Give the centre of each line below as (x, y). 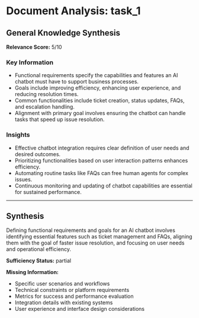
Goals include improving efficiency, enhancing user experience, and (98, 88)
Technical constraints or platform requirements (72, 290)
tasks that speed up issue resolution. (60, 119)
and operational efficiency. (38, 249)
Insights (18, 135)
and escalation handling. (45, 107)
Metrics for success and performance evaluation (74, 296)
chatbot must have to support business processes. (77, 82)
